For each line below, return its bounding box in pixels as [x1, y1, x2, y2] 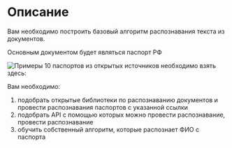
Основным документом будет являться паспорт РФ [7, 48, 162, 56]
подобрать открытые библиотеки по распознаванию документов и [17, 95, 219, 104]
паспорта [17, 133, 46, 141]
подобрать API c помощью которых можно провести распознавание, [17, 110, 226, 119]
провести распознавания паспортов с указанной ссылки [17, 103, 189, 111]
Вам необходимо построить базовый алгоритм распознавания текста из [7, 27, 225, 35]
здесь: [7, 69, 27, 77]
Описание [7, 4, 69, 20]
